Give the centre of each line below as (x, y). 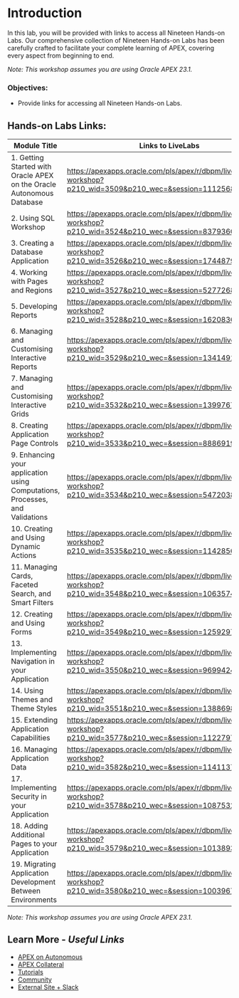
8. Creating (30, 426)
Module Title (36, 146)
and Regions (32, 290)
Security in (29, 797)
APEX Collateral (41, 964)
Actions (24, 555)
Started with (31, 167)
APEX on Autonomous (50, 957)
